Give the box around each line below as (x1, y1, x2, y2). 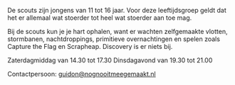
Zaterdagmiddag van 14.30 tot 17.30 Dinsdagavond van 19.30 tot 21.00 (7, 56, 213, 64)
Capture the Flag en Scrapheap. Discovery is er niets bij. (7, 42, 173, 50)
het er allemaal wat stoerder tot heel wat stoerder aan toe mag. (7, 13, 192, 22)
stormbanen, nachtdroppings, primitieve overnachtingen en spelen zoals (7, 35, 221, 43)
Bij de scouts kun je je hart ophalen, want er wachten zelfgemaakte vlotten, (7, 28, 228, 35)
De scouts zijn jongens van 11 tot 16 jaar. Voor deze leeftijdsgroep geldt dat (7, 6, 226, 14)
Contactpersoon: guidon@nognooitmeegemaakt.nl (7, 70, 156, 78)
